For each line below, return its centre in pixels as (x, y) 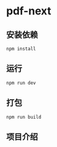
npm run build (24, 117)
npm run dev (21, 83)
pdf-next (29, 11)
